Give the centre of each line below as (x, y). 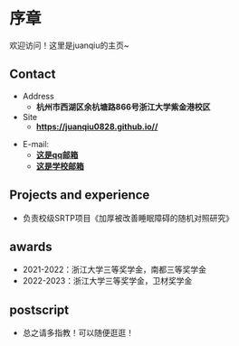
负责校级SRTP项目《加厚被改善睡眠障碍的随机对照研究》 (128, 218)
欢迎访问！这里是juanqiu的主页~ (69, 45)
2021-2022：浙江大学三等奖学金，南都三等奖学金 (114, 270)
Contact (33, 75)
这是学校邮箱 (60, 166)
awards (31, 246)
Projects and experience (80, 195)
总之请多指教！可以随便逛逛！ (78, 333)
